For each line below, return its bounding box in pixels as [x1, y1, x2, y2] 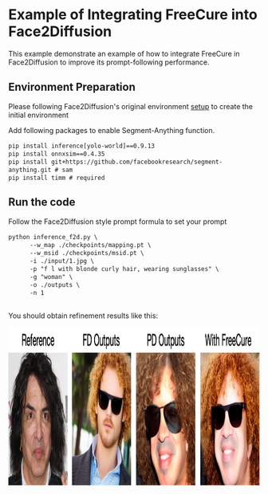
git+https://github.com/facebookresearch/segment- [50, 158, 223, 166]
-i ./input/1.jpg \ [29, 257, 94, 265]
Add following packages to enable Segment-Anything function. [8, 125, 215, 135]
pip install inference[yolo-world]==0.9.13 [8, 142, 156, 150]
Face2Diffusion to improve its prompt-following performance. [8, 57, 210, 67]
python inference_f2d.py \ [8, 233, 98, 241]
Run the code [8, 195, 76, 209]
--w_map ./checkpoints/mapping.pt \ [29, 241, 152, 249]
